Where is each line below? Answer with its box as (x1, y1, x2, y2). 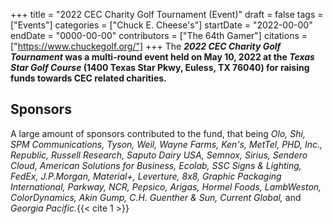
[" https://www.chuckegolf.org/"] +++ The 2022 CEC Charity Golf (10, 40, 282, 52)
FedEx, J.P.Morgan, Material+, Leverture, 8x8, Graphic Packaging (10, 170, 282, 182)
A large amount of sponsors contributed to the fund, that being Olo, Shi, (10, 127, 306, 139)
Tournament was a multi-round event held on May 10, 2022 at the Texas (10, 51, 315, 63)
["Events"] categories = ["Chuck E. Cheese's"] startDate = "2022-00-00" (10, 19, 313, 31)
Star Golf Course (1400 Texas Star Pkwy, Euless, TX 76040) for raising (10, 62, 310, 73)
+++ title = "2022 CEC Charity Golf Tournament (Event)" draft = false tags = (10, 9, 324, 20)
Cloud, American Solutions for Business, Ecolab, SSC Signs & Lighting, (10, 159, 302, 171)
